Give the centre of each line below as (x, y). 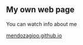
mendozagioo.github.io (34, 36)
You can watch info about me (42, 24)
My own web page (40, 10)
